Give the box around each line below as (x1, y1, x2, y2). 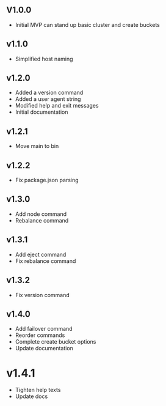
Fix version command (15, 291, 70, 298)
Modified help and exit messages (15, 102, 99, 109)
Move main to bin (15, 142, 59, 150)
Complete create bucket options (15, 338, 96, 345)
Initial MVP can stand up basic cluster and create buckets (15, 21, 160, 28)
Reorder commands (15, 331, 65, 339)
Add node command (15, 210, 67, 218)
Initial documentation (15, 108, 68, 116)
